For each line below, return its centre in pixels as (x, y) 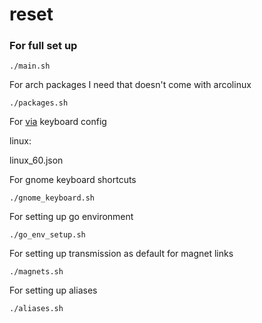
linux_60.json (36, 160)
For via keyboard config (58, 122)
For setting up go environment (71, 217)
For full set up (43, 46)
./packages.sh (39, 103)
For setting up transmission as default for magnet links (121, 254)
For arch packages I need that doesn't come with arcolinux (130, 85)
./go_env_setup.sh (47, 235)
